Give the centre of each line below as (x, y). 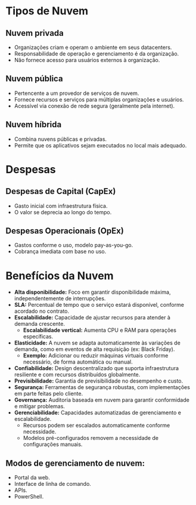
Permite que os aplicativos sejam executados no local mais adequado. (100, 145)
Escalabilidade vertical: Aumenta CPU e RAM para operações (100, 330)
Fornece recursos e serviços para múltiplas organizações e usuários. (99, 99)
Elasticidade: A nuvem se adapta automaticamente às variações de (97, 343)
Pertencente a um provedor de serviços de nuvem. (77, 93)
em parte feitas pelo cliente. (49, 394)
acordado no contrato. (42, 311)
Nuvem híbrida (34, 124)
